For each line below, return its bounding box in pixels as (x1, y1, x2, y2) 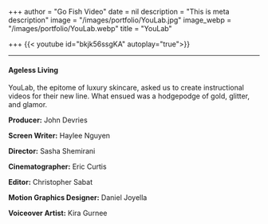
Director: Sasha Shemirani (8, 146, 96, 156)
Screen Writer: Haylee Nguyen (8, 131, 110, 141)
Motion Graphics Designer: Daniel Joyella (8, 193, 148, 202)
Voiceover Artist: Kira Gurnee (8, 208, 108, 218)
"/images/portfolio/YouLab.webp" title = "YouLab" (8, 24, 173, 33)
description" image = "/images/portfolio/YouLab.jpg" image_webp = (8, 15, 232, 25)
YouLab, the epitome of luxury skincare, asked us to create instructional (8, 83, 245, 93)
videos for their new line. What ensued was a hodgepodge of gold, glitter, (8, 91, 250, 101)
